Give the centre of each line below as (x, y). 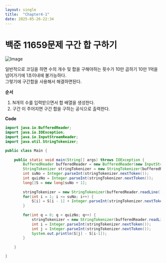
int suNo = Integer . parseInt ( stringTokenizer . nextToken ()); (86, 174)
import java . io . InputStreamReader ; (42, 137)
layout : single (21, 10)
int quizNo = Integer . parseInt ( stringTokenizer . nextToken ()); (88, 178)
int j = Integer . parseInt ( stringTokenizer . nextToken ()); (91, 229)
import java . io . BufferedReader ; (38, 128)
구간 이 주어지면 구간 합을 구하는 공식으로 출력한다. (61, 109)
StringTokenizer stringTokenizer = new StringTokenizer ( (83, 169)
